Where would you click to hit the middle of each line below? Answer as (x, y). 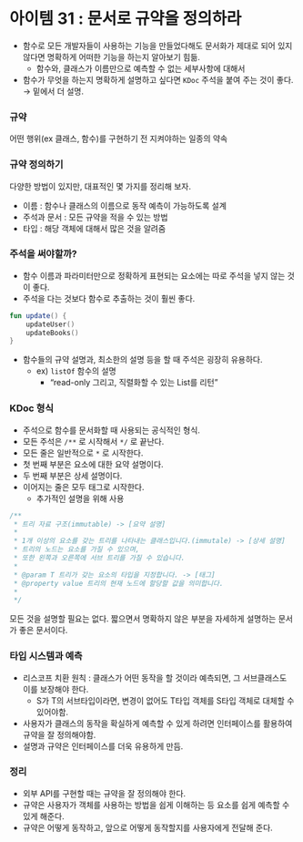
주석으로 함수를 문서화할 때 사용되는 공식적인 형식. (111, 430)
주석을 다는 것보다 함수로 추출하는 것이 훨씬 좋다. (109, 298)
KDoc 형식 (32, 408)
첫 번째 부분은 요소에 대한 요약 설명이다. (93, 464)
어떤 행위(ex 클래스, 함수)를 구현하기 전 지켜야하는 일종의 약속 (119, 139)
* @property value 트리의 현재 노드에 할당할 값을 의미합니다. (118, 583)
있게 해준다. (44, 816)
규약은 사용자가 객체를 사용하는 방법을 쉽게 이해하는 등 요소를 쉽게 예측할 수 (156, 805)
